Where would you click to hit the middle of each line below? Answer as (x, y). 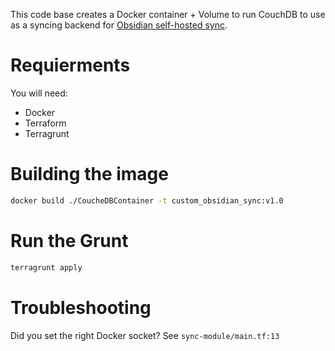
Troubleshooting (81, 307)
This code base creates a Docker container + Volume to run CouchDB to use (168, 14)
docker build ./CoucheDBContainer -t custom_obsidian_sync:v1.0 (147, 200)
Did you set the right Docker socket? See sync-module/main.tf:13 (145, 335)
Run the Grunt (69, 240)
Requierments (70, 65)
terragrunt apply (46, 267)
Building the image (89, 174)
